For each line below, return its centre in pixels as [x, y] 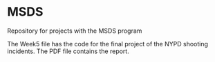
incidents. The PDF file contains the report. [68, 51]
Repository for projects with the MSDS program [75, 31]
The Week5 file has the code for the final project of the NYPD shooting [108, 44]
